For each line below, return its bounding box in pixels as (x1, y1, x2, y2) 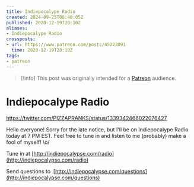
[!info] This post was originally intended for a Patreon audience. (20, 75, 177, 82)
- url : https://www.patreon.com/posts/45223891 (6, 42, 126, 48)
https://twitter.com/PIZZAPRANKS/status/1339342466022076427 (6, 115, 167, 122)
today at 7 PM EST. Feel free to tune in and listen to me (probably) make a (6, 133, 186, 140)
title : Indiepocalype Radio (6, 8, 76, 15)
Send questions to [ (6, 168, 56, 175)
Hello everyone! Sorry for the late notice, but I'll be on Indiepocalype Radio (6, 126, 189, 133)
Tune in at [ (6, 150, 34, 157)
